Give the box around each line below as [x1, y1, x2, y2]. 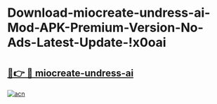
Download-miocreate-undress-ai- [7, 5, 211, 21]
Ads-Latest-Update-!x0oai [7, 35, 166, 50]
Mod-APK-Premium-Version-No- [7, 20, 204, 36]
